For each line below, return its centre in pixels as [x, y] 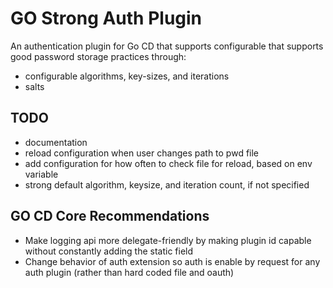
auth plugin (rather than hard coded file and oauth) [129, 272]
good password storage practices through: [98, 56]
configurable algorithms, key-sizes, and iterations [127, 76]
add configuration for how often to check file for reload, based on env [168, 163]
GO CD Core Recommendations [110, 216]
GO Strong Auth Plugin [106, 18]
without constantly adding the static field [109, 251]
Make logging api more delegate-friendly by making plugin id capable [168, 240]
